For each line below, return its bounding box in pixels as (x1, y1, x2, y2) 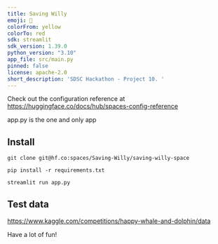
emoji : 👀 (7, 17, 33, 24)
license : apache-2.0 (7, 69, 68, 76)
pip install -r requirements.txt (7, 167, 105, 174)
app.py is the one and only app (7, 116, 97, 124)
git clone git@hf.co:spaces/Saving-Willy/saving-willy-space (7, 155, 190, 162)
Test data (7, 198, 49, 210)
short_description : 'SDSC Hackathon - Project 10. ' (7, 75, 165, 83)
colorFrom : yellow (7, 23, 61, 30)
